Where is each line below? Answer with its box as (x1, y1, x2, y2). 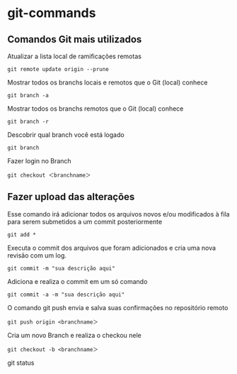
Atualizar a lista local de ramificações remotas (7, 52, 141, 60)
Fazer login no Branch (7, 157, 72, 165)
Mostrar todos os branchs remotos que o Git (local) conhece (7, 104, 184, 113)
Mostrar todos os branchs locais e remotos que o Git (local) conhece (7, 78, 208, 87)
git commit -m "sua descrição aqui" (7, 265, 115, 272)
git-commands (7, 5, 96, 21)
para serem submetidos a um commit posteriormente (7, 217, 163, 226)
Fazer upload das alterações (7, 191, 135, 203)
